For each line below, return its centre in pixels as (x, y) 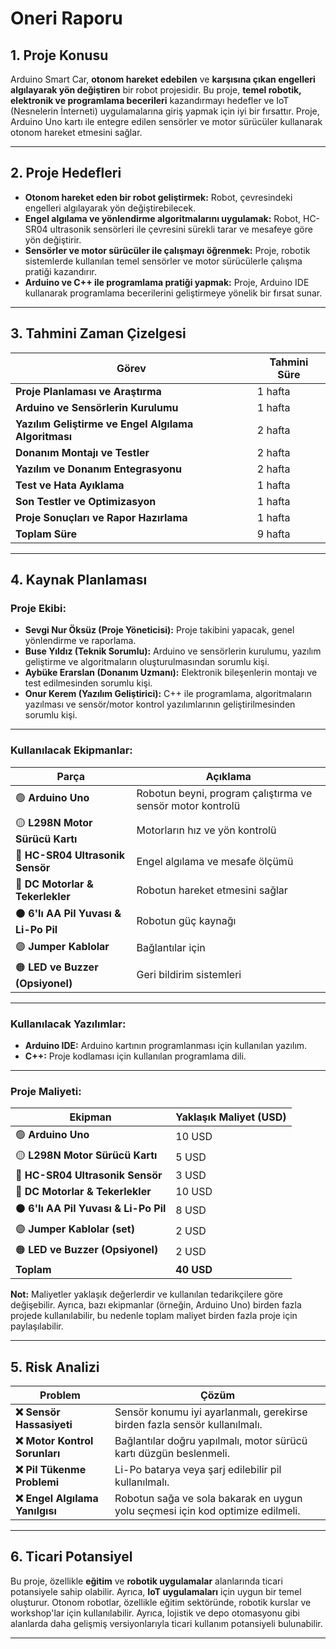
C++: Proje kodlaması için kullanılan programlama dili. (135, 1056)
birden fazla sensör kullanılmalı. (188, 1425)
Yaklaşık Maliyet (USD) (231, 1117)
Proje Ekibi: (38, 608)
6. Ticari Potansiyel (71, 1557)
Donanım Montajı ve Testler (82, 452)
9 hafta (273, 534)
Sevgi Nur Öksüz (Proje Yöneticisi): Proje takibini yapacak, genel (159, 630)
